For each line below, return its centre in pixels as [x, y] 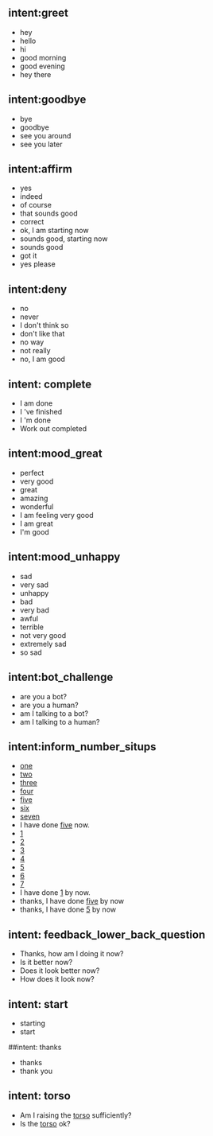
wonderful [37, 506]
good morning [43, 57]
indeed [31, 196]
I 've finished [41, 412]
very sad [34, 585]
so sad [31, 652]
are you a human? [49, 705]
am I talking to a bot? [54, 713]
